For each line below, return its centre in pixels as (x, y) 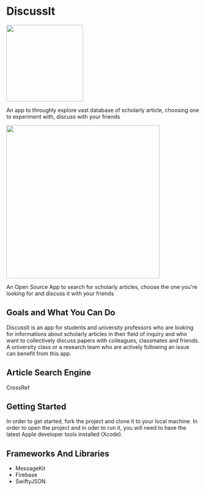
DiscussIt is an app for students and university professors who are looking (100, 327)
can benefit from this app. (39, 353)
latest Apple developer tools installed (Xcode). (65, 434)
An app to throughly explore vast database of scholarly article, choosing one (103, 110)
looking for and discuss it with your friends (60, 293)
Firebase (26, 475)
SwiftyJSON (30, 481)
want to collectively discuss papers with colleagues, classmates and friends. (103, 340)
